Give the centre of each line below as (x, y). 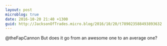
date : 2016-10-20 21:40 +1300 (37, 19)
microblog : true (22, 14)
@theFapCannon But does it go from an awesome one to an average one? (81, 38)
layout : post (19, 10)
